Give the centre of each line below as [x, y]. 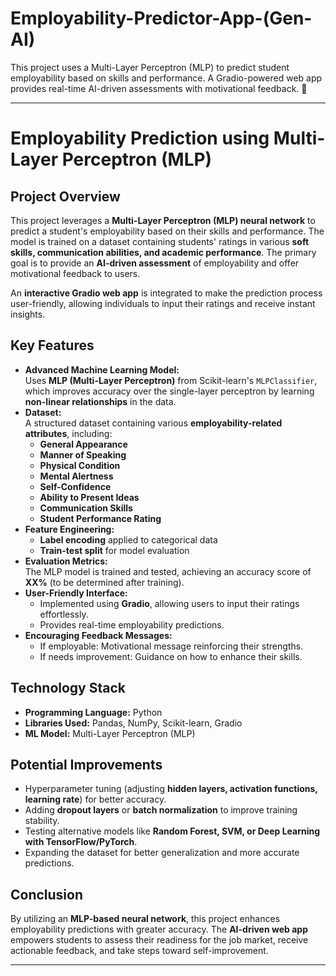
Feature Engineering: [69, 529]
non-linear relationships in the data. [100, 401]
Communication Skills [86, 508]
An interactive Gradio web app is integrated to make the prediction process [166, 293]
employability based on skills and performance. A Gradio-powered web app [166, 78]
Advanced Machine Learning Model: [102, 369]
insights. [28, 314]
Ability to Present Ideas [89, 497]
